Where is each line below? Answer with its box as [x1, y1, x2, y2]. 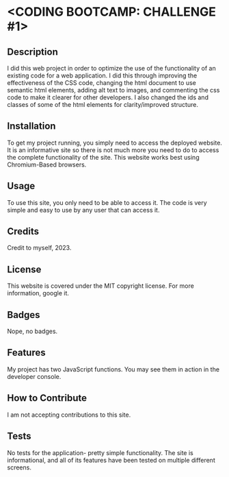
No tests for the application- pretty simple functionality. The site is [7, 448, 193, 456]
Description [7, 46, 58, 58]
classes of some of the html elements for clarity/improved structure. [7, 101, 198, 108]
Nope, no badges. [7, 327, 58, 336]
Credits [7, 225, 40, 237]
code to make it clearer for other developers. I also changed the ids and [7, 93, 208, 101]
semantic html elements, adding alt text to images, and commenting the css [7, 86, 220, 94]
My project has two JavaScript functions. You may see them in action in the [7, 365, 220, 374]
